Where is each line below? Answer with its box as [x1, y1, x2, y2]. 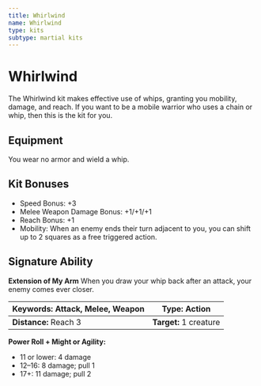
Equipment [8, 134, 63, 147]
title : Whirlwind [8, 11, 66, 20]
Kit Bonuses [8, 177, 70, 191]
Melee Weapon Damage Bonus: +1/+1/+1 [19, 206, 152, 216]
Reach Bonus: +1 [19, 215, 75, 225]
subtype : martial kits [8, 33, 83, 42]
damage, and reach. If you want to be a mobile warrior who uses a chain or [8, 102, 253, 112]
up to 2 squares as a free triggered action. [19, 232, 157, 241]
